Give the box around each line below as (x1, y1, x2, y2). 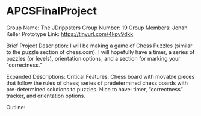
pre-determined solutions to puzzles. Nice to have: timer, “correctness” (6, 85, 183, 93)
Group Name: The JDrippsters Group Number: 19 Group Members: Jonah (6, 24, 188, 31)
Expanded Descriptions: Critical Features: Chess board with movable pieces (6, 73, 195, 80)
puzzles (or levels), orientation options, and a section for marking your (6, 55, 181, 62)
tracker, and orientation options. (6, 92, 85, 99)
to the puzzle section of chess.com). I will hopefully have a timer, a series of (6, 48, 195, 55)
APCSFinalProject (6, 4, 97, 18)
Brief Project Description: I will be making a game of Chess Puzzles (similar (6, 42, 193, 49)
